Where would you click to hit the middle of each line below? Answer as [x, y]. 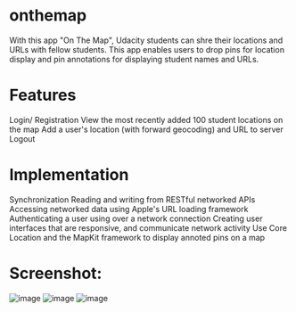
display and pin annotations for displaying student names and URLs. [134, 59]
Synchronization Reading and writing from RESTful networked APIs [132, 199]
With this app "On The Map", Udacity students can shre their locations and [146, 40]
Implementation [69, 175]
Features [43, 95]
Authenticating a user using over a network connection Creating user [136, 218]
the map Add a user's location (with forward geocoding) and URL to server [146, 129]
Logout [22, 138]
